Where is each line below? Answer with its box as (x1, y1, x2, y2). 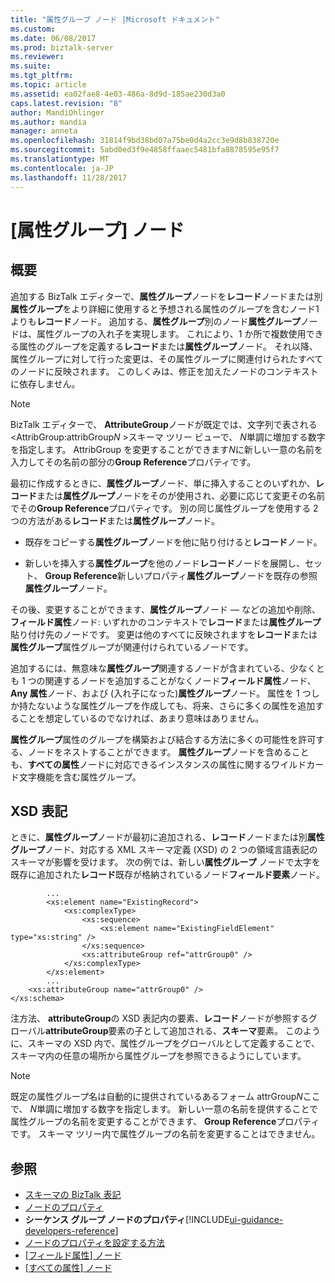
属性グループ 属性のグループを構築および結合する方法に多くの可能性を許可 (10, 733, 317, 745)
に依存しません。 (10, 377, 81, 390)
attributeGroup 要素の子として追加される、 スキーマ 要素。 (44, 1025, 284, 1037)
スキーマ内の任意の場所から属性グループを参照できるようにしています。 (10, 1050, 307, 1062)
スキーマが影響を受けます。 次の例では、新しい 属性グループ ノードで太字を (10, 856, 321, 868)
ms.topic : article (10, 80, 87, 90)
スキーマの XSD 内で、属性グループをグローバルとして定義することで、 (27, 1037, 321, 1050)
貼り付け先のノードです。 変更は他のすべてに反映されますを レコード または (10, 628, 318, 640)
